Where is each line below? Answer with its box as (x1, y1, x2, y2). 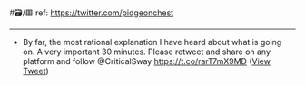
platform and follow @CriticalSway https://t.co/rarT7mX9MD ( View (22, 56, 271, 66)
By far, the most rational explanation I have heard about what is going (22, 37, 282, 47)
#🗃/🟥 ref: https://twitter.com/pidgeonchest (9, 7, 174, 18)
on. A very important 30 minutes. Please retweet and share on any (22, 46, 271, 57)
